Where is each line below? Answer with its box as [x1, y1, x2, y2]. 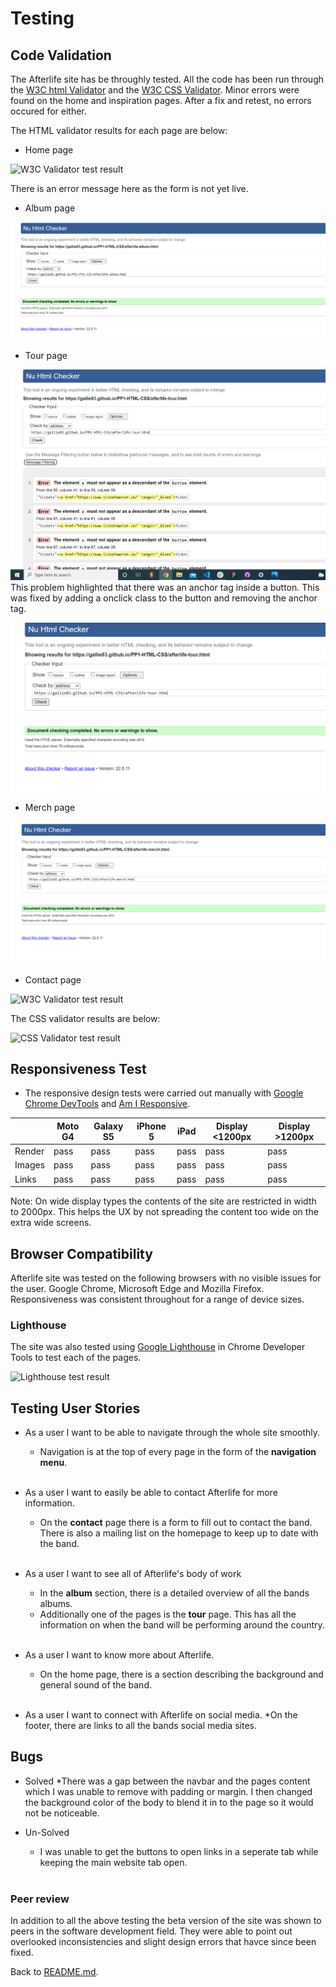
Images [14, 1159, 46, 1171]
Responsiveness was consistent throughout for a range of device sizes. [10, 1293, 305, 1305]
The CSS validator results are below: [10, 1012, 161, 1024]
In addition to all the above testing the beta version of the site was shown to [10, 1915, 322, 1927]
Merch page [24, 802, 76, 814]
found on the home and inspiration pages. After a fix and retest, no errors [10, 95, 312, 106]
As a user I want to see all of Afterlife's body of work [24, 1568, 242, 1580]
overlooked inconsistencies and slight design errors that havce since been [10, 1936, 317, 1948]
